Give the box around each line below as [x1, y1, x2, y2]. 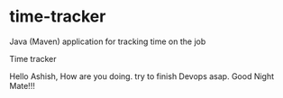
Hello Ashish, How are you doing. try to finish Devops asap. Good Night [9, 70, 275, 82]
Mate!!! [9, 80, 36, 91]
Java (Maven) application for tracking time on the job [9, 36, 206, 47]
